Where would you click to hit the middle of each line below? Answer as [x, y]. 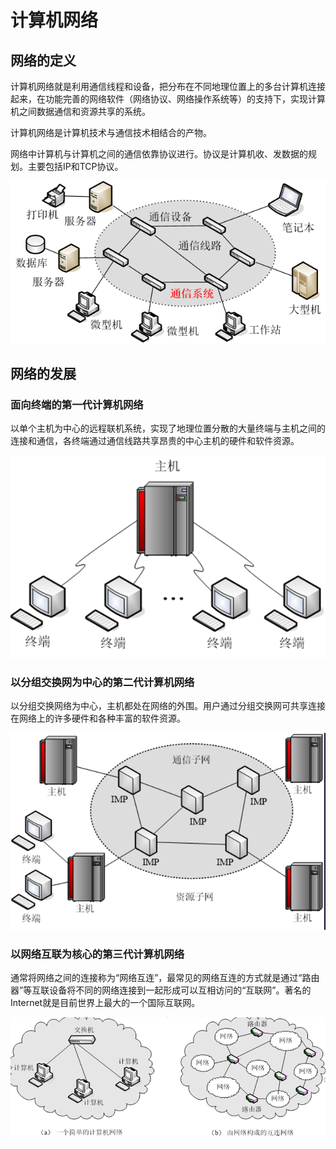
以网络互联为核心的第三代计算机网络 [97, 954]
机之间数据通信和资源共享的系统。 [80, 111]
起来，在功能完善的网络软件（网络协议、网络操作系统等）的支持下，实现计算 [168, 99]
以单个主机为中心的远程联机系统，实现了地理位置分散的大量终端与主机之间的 [168, 428]
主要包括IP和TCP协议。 [75, 166]
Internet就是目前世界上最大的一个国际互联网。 [105, 1003]
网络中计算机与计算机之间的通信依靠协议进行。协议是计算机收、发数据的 [159, 154]
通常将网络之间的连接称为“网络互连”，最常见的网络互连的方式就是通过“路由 [165, 978]
